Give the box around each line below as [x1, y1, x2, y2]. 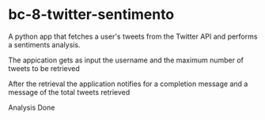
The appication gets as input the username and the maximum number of [8, 55, 244, 65]
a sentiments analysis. [8, 39, 81, 49]
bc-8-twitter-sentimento [8, 6, 175, 24]
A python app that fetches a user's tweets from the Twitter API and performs [8, 32, 258, 41]
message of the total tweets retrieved [8, 87, 131, 96]
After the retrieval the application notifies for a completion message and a [8, 79, 248, 88]
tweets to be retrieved [8, 63, 81, 73]
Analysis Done [8, 103, 55, 112]
